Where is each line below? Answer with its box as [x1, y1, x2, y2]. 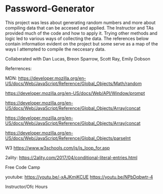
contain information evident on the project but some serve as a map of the [5, 40, 158, 46]
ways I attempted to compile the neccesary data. [5, 46, 106, 52]
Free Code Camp [5, 164, 40, 170]
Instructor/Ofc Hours [5, 183, 48, 189]
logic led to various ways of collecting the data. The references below [5, 35, 149, 41]
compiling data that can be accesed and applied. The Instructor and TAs [5, 24, 154, 30]
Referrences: [5, 65, 32, 71]
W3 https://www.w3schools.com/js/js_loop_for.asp [5, 144, 110, 150]
